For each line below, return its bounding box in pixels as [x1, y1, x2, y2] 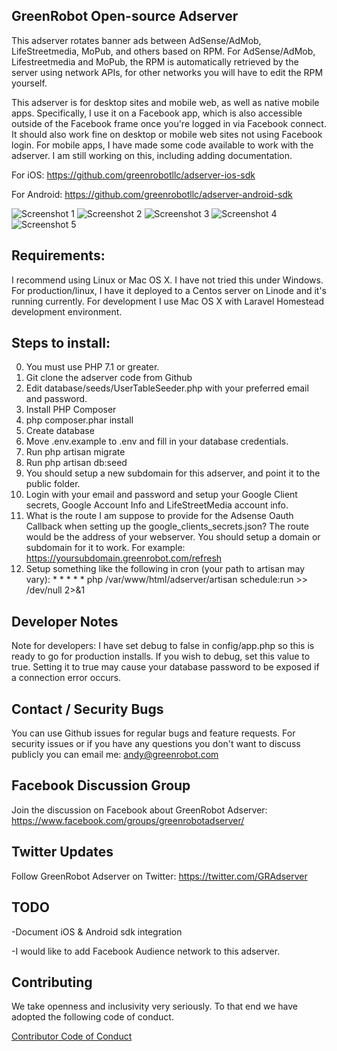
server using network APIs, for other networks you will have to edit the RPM [11, 66, 324, 78]
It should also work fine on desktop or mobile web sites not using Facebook [11, 128, 323, 140]
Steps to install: [11, 335, 111, 352]
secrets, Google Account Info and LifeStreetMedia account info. [25, 499, 289, 511]
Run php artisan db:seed [25, 457, 128, 469]
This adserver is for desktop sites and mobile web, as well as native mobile [11, 96, 320, 108]
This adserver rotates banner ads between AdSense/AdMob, [11, 34, 262, 46]
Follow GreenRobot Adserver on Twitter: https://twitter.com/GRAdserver [11, 870, 308, 882]
